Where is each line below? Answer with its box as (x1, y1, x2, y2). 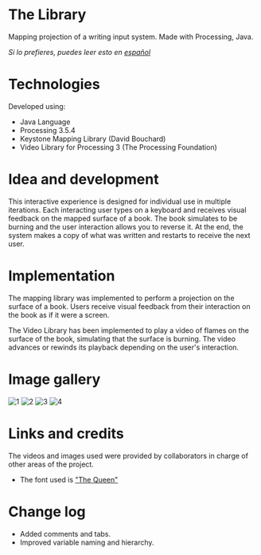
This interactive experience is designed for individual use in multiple (8, 197, 232, 206)
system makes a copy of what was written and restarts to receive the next (8, 230, 251, 240)
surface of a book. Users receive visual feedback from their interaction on (8, 301, 251, 311)
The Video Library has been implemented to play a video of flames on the (8, 325, 249, 335)
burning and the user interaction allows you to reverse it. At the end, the (8, 221, 244, 232)
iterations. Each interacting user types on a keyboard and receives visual (8, 205, 247, 214)
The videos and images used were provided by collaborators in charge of (8, 451, 249, 460)
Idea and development (8, 170, 159, 189)
